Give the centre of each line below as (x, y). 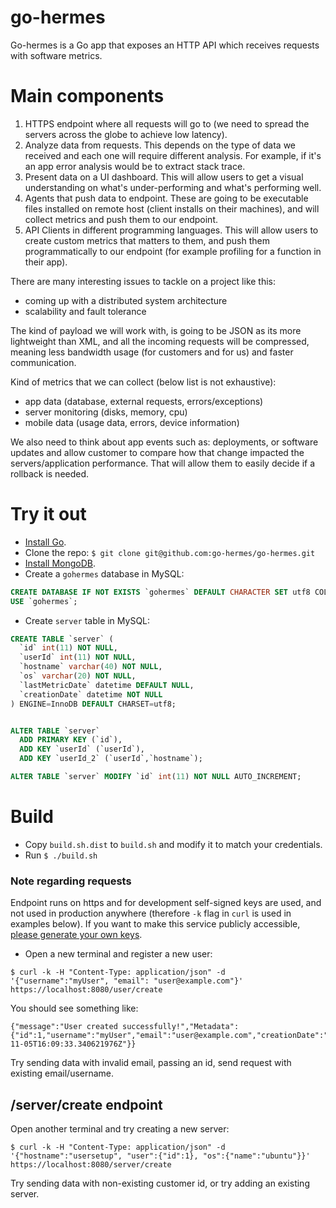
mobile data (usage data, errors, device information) (132, 422)
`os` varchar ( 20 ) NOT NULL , (78, 676)
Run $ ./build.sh (61, 855)
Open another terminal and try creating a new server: (120, 1128)
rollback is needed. (50, 473)
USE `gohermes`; (44, 601)
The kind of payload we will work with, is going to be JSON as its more (156, 330)
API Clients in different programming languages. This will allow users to (171, 230)
